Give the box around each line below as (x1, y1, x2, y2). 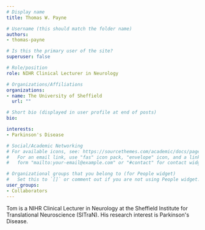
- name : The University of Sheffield (6, 93, 103, 99)
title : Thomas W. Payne (6, 15, 67, 21)
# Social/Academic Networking (6, 143, 84, 149)
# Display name (6, 9, 45, 15)
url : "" (12, 98, 32, 104)
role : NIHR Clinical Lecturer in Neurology (6, 70, 119, 76)
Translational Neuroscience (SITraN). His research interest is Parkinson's (6, 211, 190, 218)
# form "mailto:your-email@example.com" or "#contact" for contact (6, 160, 187, 166)
